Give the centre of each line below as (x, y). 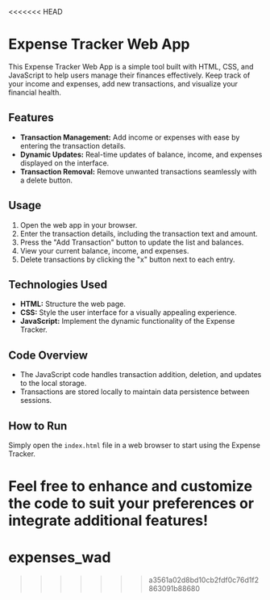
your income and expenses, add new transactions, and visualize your (123, 83)
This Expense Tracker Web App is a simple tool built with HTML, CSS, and (131, 66)
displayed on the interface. (64, 163)
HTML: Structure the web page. (73, 304)
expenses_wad (60, 558)
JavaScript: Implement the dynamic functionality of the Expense (127, 321)
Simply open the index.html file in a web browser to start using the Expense (134, 445)
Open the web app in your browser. (79, 224)
